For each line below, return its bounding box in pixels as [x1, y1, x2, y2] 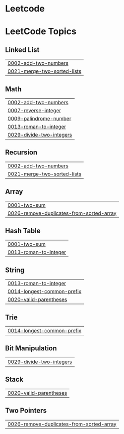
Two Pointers [5, 407, 47, 415]
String [5, 266, 25, 274]
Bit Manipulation [5, 344, 57, 353]
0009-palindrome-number [7, 115, 71, 122]
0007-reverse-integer [7, 107, 61, 114]
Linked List [5, 45, 40, 54]
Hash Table [5, 227, 41, 235]
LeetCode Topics [5, 26, 77, 37]
